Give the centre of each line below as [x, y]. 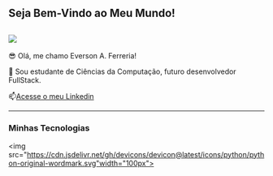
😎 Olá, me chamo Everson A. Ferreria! [72, 56]
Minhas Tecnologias [49, 128]
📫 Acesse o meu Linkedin [52, 97]
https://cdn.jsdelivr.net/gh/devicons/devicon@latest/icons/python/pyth [146, 154]
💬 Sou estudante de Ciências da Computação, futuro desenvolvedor [123, 71]
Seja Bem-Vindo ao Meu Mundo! [92, 13]
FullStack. [25, 80]
